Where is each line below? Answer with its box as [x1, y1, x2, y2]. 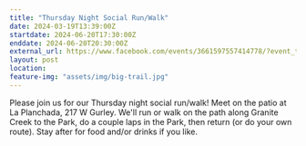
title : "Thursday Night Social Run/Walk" [9, 13, 169, 23]
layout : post [9, 55, 59, 64]
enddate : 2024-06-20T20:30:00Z [9, 38, 128, 48]
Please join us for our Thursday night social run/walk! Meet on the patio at [9, 97, 287, 108]
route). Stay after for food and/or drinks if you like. [9, 126, 199, 137]
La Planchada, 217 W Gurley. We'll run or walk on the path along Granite [9, 106, 280, 118]
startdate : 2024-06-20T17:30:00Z [9, 30, 137, 39]
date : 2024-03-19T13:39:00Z [9, 22, 117, 31]
